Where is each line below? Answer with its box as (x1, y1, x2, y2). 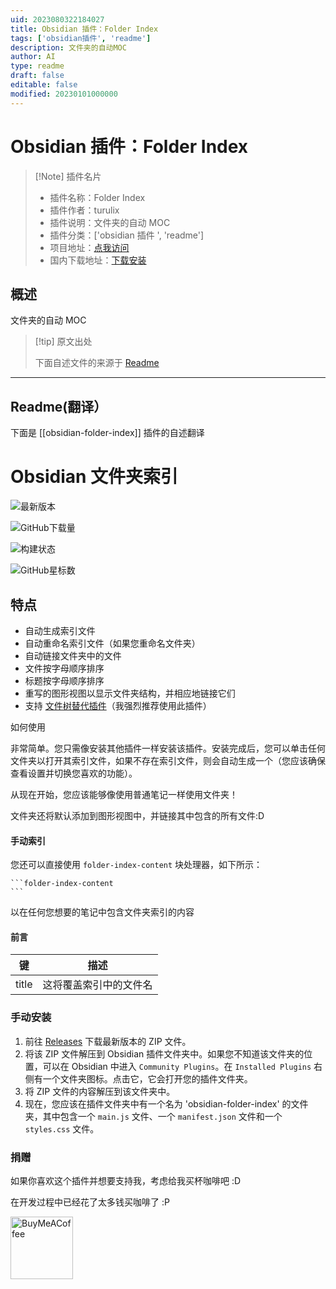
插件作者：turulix (49, 204, 120, 216)
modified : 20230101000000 (10, 89, 118, 99)
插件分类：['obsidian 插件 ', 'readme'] (49, 229, 205, 241)
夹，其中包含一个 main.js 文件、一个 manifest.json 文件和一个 (24, 1110, 283, 1122)
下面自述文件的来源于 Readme (34, 357, 160, 369)
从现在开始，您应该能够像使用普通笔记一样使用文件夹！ (10, 788, 238, 800)
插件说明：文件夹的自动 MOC (49, 216, 171, 228)
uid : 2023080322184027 (10, 14, 105, 25)
